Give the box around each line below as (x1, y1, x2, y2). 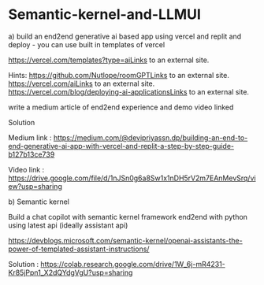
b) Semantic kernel (8, 197, 69, 206)
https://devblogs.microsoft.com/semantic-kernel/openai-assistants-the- (8, 235, 243, 245)
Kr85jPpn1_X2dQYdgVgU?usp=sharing (8, 268, 133, 277)
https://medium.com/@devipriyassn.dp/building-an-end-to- (53, 132, 248, 142)
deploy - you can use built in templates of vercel (8, 39, 165, 49)
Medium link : (8, 132, 52, 142)
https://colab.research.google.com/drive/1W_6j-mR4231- (40, 259, 226, 268)
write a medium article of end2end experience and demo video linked (8, 102, 234, 112)
